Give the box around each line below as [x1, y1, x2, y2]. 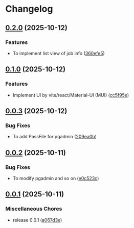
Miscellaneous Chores [5, 205, 62, 212]
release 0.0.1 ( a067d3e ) [12, 217, 62, 223]
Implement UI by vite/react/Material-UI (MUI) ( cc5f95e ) [12, 92, 129, 98]
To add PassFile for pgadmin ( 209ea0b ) [12, 134, 97, 140]
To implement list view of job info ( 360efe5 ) [12, 50, 105, 56]
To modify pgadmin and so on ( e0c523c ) [12, 175, 99, 181]
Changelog [5, 3, 53, 15]
